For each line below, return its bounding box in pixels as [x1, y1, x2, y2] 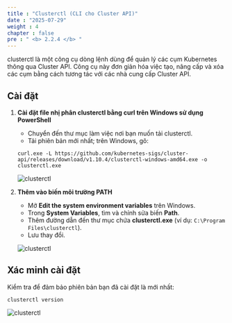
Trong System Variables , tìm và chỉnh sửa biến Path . [27, 208, 180, 217]
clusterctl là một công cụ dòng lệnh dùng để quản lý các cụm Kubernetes [7, 55, 217, 63]
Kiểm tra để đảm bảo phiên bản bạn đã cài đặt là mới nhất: [7, 283, 175, 291]
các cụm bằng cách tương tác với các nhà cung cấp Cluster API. [7, 70, 191, 78]
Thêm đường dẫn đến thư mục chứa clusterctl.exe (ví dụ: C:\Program [27, 216, 226, 224]
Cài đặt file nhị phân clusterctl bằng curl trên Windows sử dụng [17, 108, 204, 117]
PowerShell [17, 115, 51, 124]
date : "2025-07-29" [7, 17, 67, 24]
